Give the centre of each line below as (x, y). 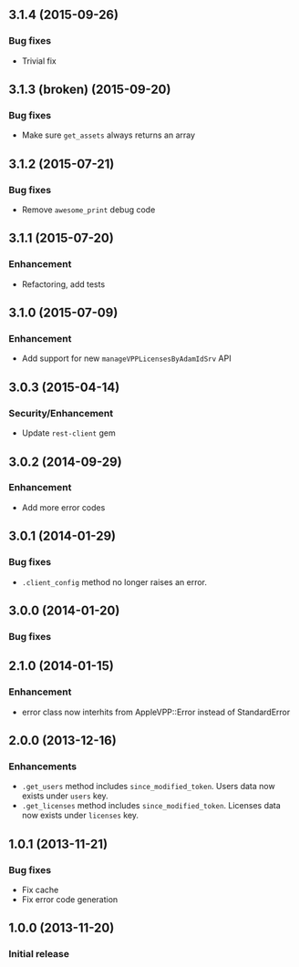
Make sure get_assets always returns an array (108, 135)
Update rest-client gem (68, 433)
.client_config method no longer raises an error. (114, 581)
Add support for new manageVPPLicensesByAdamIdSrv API (126, 358)
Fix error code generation (70, 899)
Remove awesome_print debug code (88, 210)
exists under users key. (65, 796)
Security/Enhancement (61, 413)
